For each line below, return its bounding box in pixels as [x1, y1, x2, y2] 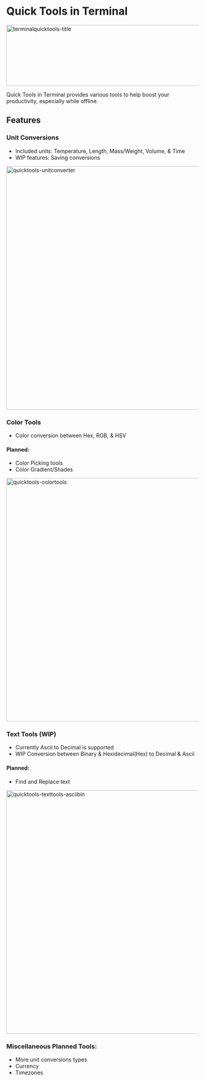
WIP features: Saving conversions [15, 154, 101, 161]
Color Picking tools [15, 459, 63, 467]
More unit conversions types [15, 1055, 87, 1063]
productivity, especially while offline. [6, 97, 99, 104]
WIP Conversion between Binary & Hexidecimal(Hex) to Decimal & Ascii [15, 750, 195, 758]
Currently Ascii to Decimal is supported [15, 744, 114, 751]
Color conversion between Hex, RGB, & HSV [15, 432, 126, 439]
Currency [15, 1062, 39, 1069]
